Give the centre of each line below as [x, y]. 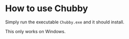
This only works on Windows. [35, 31]
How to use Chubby [47, 9]
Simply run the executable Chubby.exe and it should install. [65, 22]
